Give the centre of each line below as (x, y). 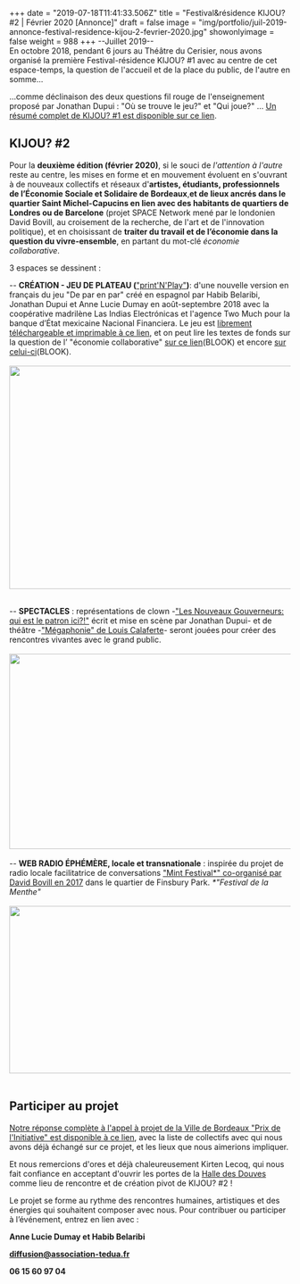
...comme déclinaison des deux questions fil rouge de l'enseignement (137, 96)
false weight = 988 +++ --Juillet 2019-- (82, 41)
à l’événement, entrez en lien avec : (74, 1219)
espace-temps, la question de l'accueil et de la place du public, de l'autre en (150, 70)
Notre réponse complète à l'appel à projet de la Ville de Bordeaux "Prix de (145, 1128)
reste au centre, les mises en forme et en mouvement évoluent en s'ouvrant (148, 174)
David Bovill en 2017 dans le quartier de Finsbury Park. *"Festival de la (139, 882)
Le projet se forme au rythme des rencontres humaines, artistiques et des (145, 1200)
